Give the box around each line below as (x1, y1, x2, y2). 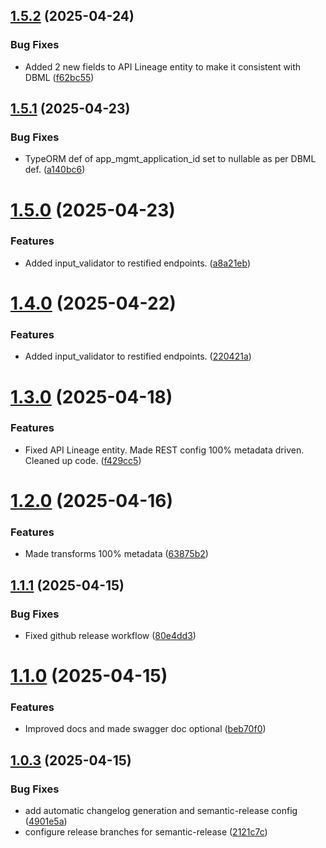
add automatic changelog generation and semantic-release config (24, 805, 298, 817)
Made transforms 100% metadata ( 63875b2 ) (24, 548, 209, 560)
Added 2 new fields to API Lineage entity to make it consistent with (24, 60, 302, 73)
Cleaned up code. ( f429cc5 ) (24, 454, 142, 466)
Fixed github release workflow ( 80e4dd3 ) (24, 630, 197, 641)
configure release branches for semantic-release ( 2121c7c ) (24, 826, 268, 838)
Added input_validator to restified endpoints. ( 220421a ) (24, 350, 252, 363)
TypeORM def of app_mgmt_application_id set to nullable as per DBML (24, 153, 317, 165)
